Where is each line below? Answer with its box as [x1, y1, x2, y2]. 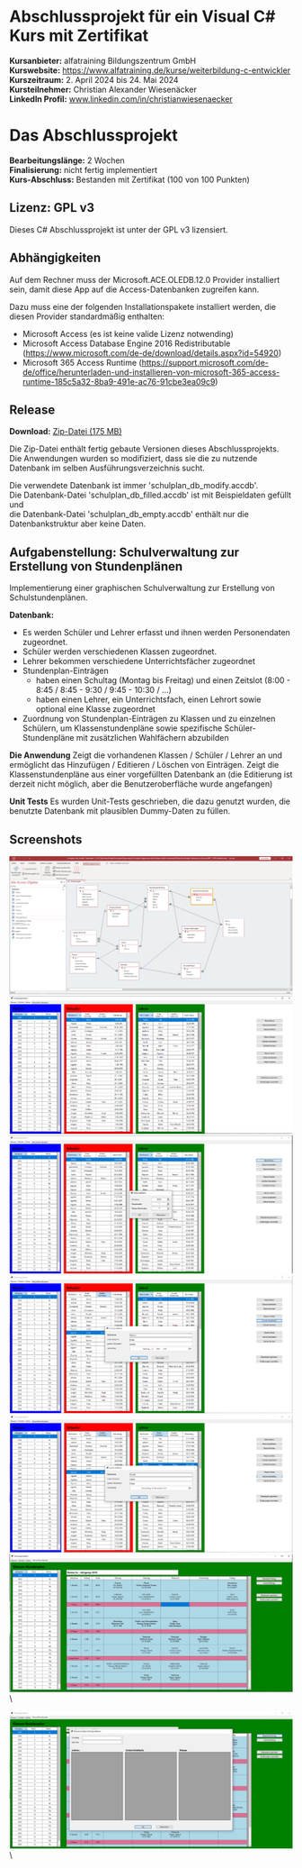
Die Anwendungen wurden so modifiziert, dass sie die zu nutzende [9, 453, 258, 464]
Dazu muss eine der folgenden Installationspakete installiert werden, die [9, 301, 277, 312]
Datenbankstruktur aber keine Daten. [9, 518, 147, 529]
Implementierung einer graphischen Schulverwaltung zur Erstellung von [9, 583, 276, 594]
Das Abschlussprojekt [9, 125, 178, 146]
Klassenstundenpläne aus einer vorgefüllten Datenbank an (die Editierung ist [9, 769, 293, 780]
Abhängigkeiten [9, 251, 102, 266]
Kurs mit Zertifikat [9, 25, 149, 46]
